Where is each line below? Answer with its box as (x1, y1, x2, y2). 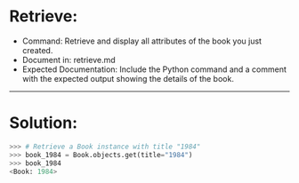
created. (21, 44, 53, 55)
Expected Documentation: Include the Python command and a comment (21, 64, 287, 75)
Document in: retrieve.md (21, 54, 116, 65)
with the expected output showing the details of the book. (21, 73, 234, 84)
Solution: (9, 113, 78, 133)
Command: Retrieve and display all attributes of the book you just (21, 36, 263, 46)
